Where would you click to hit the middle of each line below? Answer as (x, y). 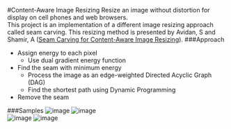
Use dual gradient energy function (77, 60)
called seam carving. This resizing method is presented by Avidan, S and (111, 32)
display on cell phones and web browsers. (68, 17)
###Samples (25, 111)
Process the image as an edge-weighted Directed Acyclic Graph (120, 75)
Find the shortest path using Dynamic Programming (102, 90)
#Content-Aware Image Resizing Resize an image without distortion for (109, 10)
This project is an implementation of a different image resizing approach (111, 25)
